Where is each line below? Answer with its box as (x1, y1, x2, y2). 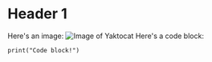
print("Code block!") (7, 46, 80, 54)
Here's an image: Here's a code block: (7, 31, 204, 41)
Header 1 (7, 5, 67, 23)
